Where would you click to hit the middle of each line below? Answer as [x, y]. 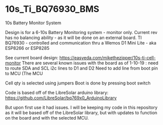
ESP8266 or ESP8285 [27, 48]
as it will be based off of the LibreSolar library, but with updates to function [81, 113]
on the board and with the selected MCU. [47, 118]
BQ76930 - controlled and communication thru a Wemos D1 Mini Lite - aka [81, 42]
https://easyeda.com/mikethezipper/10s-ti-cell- [107, 57]
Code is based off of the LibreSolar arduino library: [57, 92]
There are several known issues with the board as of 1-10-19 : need [90, 63]
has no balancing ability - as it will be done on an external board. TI [73, 38]
